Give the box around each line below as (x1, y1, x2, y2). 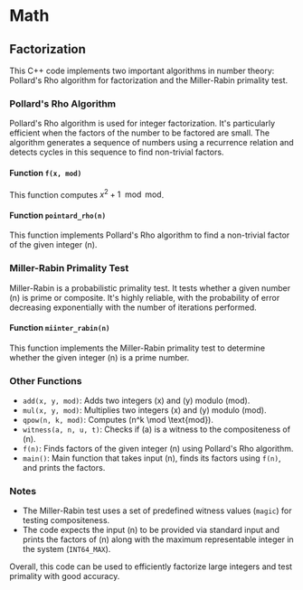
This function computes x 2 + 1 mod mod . (9, 187, 165, 200)
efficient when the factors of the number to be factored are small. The (9, 127, 270, 138)
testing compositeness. (22, 515, 110, 526)
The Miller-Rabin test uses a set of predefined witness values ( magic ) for (22, 505, 292, 516)
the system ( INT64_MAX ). (22, 544, 111, 555)
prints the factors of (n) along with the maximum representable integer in (22, 534, 294, 545)
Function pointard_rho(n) (9, 210, 107, 220)
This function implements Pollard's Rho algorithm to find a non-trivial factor (9, 229, 290, 240)
